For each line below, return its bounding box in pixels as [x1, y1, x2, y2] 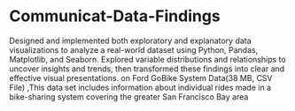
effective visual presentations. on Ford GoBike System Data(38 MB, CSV [9, 72, 273, 83]
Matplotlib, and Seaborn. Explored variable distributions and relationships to [9, 54, 286, 64]
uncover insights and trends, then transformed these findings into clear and [9, 63, 285, 74]
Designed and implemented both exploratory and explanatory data [9, 35, 252, 46]
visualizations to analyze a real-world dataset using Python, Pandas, [9, 44, 259, 55]
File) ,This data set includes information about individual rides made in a [9, 82, 272, 92]
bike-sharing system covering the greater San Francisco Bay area [9, 91, 249, 102]
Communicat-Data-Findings [9, 6, 221, 26]
